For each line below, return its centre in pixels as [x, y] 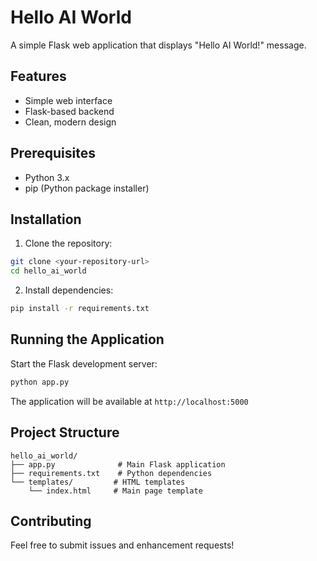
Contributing [51, 521]
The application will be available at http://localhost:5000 [129, 401]
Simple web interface [68, 100]
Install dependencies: [69, 290]
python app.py [40, 382]
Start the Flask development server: [84, 363]
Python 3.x [47, 177]
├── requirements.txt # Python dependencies [111, 473]
